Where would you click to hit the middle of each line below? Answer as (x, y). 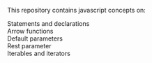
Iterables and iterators (39, 53)
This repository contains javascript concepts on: (77, 10)
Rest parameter (29, 46)
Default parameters (35, 38)
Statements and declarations (48, 23)
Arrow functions (30, 31)
